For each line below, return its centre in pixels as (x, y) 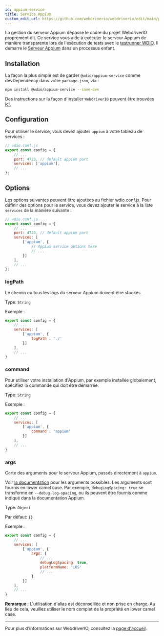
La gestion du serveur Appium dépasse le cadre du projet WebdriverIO (76, 33)
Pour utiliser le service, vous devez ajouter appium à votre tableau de (74, 131)
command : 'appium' (51, 431)
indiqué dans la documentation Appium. (45, 498)
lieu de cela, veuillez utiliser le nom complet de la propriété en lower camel (80, 609)
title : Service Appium (28, 14)
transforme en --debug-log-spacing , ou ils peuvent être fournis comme (76, 493)
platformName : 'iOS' (61, 567)
